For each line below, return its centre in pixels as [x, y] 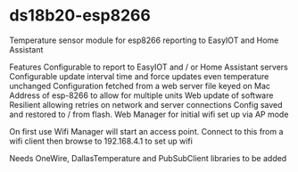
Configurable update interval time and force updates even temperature [139, 76]
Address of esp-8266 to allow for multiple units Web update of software [141, 95]
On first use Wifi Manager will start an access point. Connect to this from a [146, 131]
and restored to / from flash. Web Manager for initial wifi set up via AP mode [149, 114]
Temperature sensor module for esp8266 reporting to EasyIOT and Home [144, 40]
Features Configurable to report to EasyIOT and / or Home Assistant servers [149, 67]
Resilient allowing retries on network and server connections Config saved [146, 104]
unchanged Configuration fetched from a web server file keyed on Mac [140, 86]
